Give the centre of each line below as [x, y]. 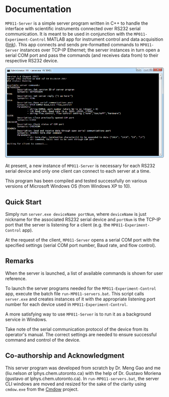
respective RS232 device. [32, 60]
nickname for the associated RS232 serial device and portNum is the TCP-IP [83, 219]
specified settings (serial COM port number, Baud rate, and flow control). [81, 245]
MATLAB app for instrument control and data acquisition [105, 39]
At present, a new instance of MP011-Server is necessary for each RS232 [80, 166]
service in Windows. [26, 319]
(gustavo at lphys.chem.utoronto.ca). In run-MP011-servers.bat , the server [82, 378]
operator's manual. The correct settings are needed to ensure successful [81, 334]
